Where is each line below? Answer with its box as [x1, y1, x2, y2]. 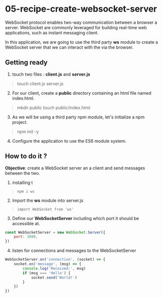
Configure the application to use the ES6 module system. [12, 138, 127, 144]
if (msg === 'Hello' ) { [22, 270, 71, 275]
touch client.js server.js [17, 81, 64, 86]
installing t [12, 180, 33, 185]
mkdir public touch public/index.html [17, 104, 91, 110]
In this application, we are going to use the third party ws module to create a [5, 39, 158, 45]
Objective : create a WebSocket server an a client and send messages [5, 165, 145, 171]
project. [12, 119, 28, 125]
